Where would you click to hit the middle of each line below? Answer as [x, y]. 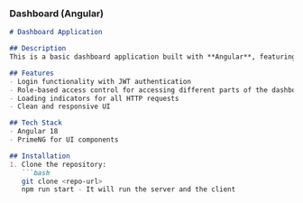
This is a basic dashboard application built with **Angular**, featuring [153, 57]
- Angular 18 [34, 132]
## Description [38, 49]
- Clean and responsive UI [60, 106]
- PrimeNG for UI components [64, 140]
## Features [32, 73]
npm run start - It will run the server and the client [129, 189]
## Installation [40, 156]
